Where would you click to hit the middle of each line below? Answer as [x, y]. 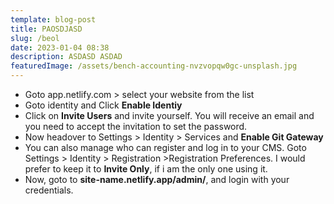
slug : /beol [35, 38]
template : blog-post [53, 19]
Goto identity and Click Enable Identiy [103, 105]
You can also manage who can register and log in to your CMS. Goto [165, 147]
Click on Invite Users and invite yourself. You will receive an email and [169, 115]
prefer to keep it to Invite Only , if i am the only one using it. [146, 169]
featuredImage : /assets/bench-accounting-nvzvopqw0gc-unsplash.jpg [154, 66]
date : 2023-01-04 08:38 [60, 47]
